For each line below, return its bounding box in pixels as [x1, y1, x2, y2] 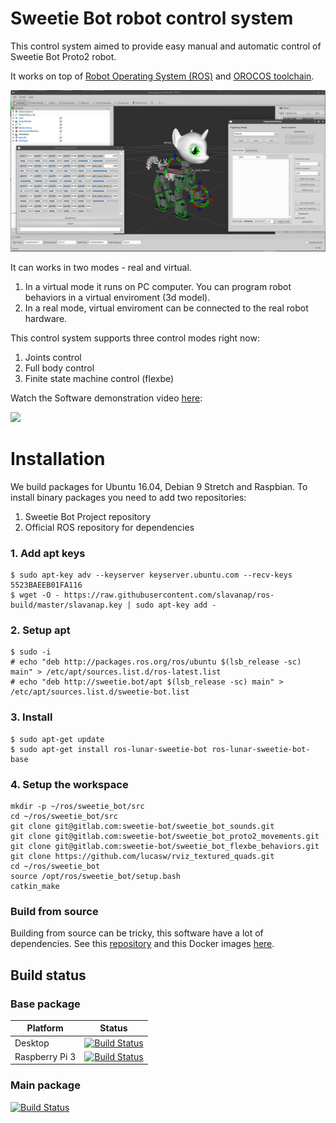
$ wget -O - [10, 590, 60, 601]
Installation [10, 448, 106, 471]
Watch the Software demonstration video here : [10, 392, 203, 404]
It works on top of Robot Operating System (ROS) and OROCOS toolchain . [10, 70, 315, 82]
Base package [10, 997, 81, 1011]
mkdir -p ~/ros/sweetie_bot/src [10, 801, 145, 811]
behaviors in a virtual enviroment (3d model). [24, 291, 211, 303]
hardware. [24, 312, 68, 324]
